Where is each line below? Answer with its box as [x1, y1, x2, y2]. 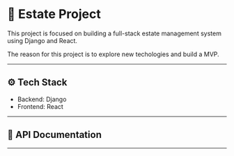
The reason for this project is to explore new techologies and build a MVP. [7, 50, 219, 58]
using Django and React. [7, 36, 78, 44]
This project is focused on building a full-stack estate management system [7, 29, 221, 37]
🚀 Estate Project [7, 6, 101, 22]
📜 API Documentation [7, 129, 102, 141]
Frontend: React [17, 102, 64, 110]
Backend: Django [17, 95, 67, 103]
